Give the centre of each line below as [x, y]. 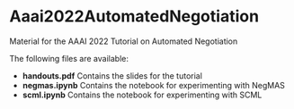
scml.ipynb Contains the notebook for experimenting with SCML [142, 95]
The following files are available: [69, 58]
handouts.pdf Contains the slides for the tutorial [112, 75]
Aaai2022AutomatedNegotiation [134, 17]
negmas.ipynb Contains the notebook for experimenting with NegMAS [154, 85]
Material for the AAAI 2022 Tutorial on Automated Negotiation [124, 41]
